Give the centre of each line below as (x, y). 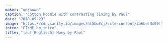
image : (12, 23)
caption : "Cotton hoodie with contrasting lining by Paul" (68, 14)
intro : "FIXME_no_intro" (31, 28)
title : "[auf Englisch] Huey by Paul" (45, 33)
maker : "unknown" (23, 10)
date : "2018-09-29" (25, 19)
